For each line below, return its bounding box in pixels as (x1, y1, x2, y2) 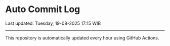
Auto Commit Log (5, 4, 80, 15)
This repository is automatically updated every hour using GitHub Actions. (5, 34, 159, 41)
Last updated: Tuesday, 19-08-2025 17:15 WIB (5, 20, 101, 26)
